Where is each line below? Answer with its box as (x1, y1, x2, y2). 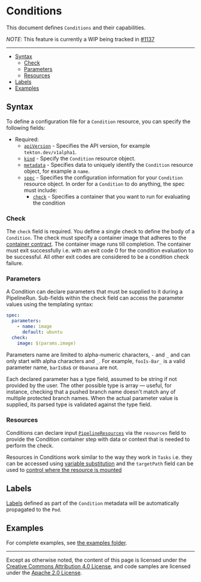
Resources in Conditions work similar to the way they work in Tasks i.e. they (6, 453, 193, 461)
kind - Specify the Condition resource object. (23, 154, 136, 162)
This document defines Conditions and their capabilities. (6, 24, 146, 31)
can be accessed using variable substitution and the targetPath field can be (6, 459, 194, 467)
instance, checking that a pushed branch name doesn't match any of (6, 388, 176, 395)
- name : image (17, 324, 52, 330)
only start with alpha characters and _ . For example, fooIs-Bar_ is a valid (6, 357, 185, 364)
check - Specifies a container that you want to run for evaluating (32, 193, 190, 200)
